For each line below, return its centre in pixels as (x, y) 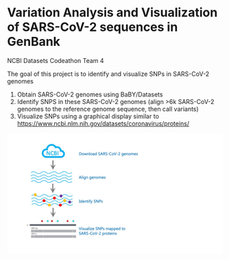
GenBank (34, 42)
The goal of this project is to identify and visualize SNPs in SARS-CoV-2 (108, 74)
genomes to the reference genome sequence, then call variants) (108, 109)
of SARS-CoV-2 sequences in (93, 27)
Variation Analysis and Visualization (112, 13)
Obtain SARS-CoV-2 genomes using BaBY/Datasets (90, 94)
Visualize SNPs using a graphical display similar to (88, 116)
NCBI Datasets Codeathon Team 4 (56, 60)
